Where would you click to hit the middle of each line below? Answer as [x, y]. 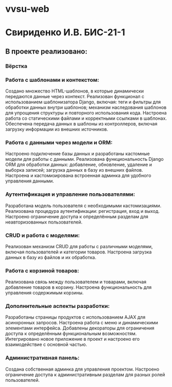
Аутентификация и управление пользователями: [70, 194]
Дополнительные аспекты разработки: [58, 306]
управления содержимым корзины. [44, 293]
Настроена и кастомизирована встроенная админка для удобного [78, 176]
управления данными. [30, 181]
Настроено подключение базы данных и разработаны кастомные [78, 154]
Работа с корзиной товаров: [42, 270]
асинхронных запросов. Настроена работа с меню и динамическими [82, 323]
